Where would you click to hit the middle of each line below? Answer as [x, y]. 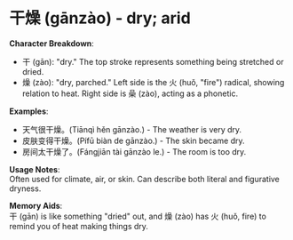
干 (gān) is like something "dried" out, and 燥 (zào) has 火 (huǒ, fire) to [138, 216]
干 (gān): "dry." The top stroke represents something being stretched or [153, 61]
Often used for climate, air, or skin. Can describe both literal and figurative [144, 179]
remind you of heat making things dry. [79, 226]
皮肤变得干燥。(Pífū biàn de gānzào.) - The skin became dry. [134, 140]
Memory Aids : [36, 205]
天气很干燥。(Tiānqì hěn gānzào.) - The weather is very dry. [132, 129]
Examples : [29, 111]
